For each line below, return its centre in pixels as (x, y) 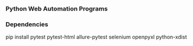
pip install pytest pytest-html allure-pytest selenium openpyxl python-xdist (96, 37)
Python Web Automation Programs (57, 9)
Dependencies (27, 24)
